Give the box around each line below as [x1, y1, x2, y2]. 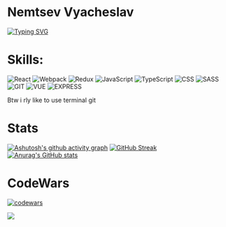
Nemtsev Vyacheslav [7, 4, 134, 20]
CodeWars [7, 175, 70, 191]
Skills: [7, 52, 44, 68]
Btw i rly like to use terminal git [7, 96, 96, 104]
